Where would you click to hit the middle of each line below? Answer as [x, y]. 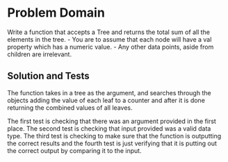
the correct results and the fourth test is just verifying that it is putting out [112, 143]
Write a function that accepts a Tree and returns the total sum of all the [109, 32]
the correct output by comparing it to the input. [74, 150]
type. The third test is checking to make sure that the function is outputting [114, 136]
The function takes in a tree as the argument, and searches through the [109, 92]
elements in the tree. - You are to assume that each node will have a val [109, 39]
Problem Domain [56, 13]
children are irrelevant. [39, 54]
